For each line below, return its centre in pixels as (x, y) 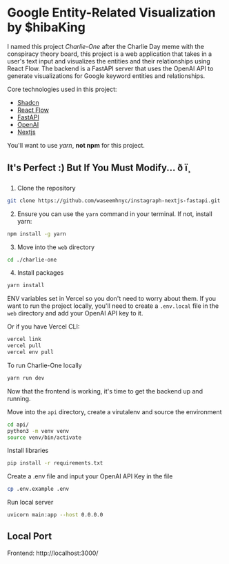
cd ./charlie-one (32, 260)
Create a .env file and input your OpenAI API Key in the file (90, 476)
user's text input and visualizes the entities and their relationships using (109, 61)
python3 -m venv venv (38, 431)
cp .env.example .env (38, 489)
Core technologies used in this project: (62, 89)
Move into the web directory (56, 247)
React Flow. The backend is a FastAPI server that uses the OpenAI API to (110, 68)
